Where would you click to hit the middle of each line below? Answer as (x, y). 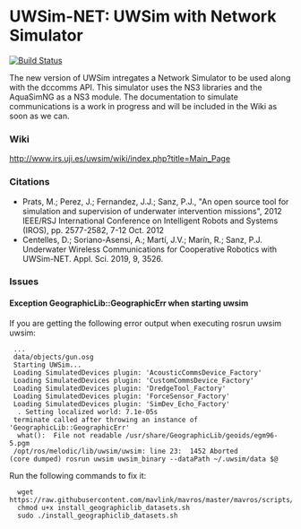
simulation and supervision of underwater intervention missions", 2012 (152, 211)
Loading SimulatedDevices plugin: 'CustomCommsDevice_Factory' (133, 380)
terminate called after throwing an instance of (106, 420)
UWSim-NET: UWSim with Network (143, 17)
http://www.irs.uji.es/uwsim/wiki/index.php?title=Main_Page (120, 159)
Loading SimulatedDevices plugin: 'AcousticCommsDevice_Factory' (138, 373)
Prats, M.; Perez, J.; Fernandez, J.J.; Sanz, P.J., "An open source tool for (155, 201)
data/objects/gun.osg (53, 357)
